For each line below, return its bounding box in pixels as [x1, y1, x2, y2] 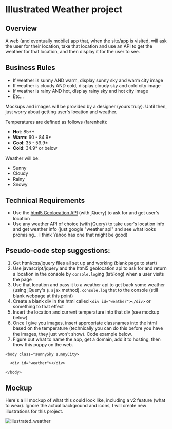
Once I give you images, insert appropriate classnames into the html [12, 320, 157, 326]
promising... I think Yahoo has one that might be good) [12, 231, 128, 238]
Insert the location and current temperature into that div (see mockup [12, 309, 160, 315]
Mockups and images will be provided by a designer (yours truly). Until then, [5, 103, 167, 109]
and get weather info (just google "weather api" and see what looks [12, 226, 156, 232]
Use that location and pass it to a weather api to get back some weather [12, 282, 165, 288]
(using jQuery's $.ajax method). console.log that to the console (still [12, 287, 158, 294]
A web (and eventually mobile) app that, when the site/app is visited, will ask [5, 37, 167, 44]
